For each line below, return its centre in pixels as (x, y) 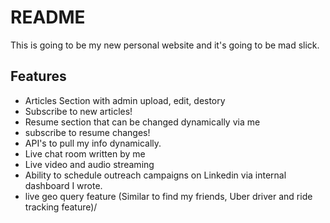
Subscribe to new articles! (78, 111)
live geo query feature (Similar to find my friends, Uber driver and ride (168, 196)
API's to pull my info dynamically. (93, 143)
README (48, 17)
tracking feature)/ (61, 207)
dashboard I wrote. (63, 185)
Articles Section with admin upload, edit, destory (125, 100)
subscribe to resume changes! (87, 132)
